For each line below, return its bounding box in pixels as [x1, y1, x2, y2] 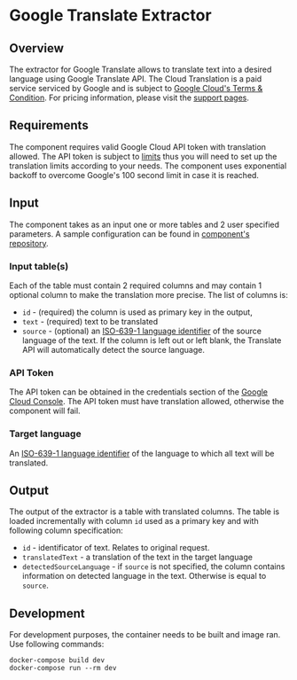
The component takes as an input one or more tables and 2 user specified [9, 219, 280, 230]
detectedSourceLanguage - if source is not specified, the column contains [21, 561, 285, 572]
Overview [9, 41, 65, 56]
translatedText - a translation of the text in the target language [21, 551, 253, 563]
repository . [9, 238, 49, 248]
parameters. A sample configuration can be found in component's [9, 228, 250, 239]
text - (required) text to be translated [21, 316, 159, 326]
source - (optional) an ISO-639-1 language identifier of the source [21, 325, 262, 336]
